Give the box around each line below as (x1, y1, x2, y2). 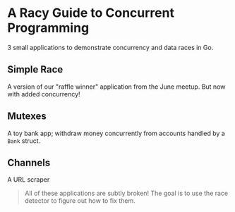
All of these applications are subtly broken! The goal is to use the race (24, 189, 229, 198)
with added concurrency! (7, 89, 80, 98)
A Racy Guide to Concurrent (7, 5, 175, 21)
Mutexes (7, 111, 47, 123)
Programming (7, 20, 90, 36)
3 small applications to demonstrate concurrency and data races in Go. (7, 43, 214, 51)
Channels (7, 156, 51, 168)
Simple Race (7, 63, 64, 75)
